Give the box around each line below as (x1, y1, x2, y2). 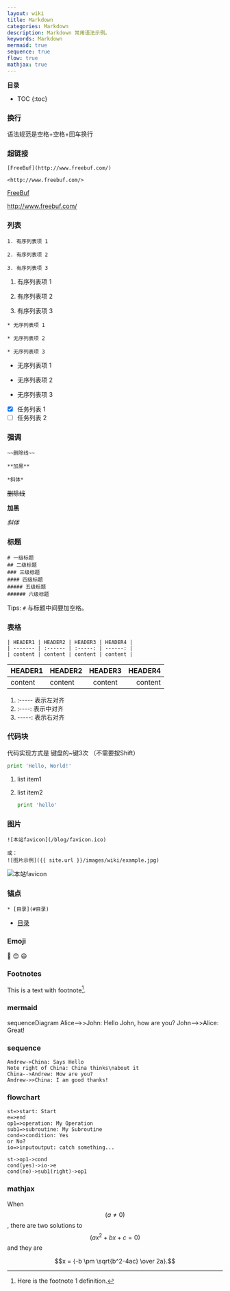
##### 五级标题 (7, 584, 47, 591)
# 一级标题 (7, 554, 34, 562)
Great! (7, 1026, 25, 1034)
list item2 (16, 788, 43, 797)
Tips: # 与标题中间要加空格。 (7, 604, 88, 612)
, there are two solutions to (7, 1221, 83, 1229)
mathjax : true (7, 61, 48, 68)
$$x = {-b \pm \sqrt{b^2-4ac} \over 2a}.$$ (54, 1257, 176, 1266)
